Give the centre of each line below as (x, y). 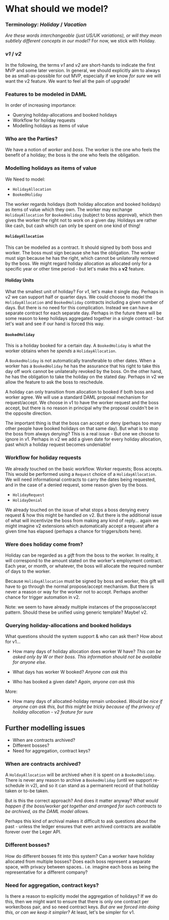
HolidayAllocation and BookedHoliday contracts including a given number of (84, 302)
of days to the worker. (28, 571)
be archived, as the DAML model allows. (47, 811)
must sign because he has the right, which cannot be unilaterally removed (82, 258)
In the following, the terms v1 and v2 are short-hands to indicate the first (80, 65)
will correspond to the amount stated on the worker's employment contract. (84, 560)
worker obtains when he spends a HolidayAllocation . (61, 351)
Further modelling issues (45, 728)
